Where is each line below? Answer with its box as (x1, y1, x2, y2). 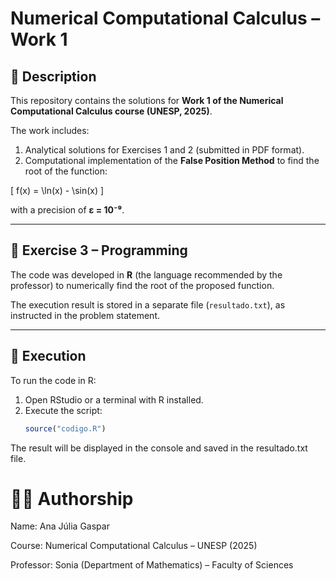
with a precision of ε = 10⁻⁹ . (10, 204, 125, 216)
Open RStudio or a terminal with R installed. (24, 393, 204, 406)
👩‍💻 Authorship (10, 487, 134, 510)
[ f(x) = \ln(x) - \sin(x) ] (10, 185, 105, 196)
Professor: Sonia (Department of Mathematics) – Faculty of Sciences (10, 559, 294, 571)
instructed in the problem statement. (10, 309, 160, 321)
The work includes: (10, 125, 90, 136)
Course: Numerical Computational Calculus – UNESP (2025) (10, 540, 258, 552)
